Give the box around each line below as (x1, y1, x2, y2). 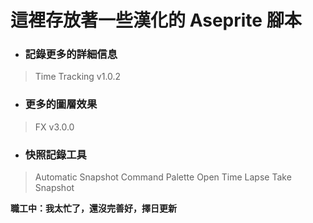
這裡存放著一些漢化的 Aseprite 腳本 (10, 9, 302, 32)
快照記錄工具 (24, 147, 87, 161)
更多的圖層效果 (24, 97, 98, 111)
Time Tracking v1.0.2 (34, 71, 122, 83)
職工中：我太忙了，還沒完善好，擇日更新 (10, 202, 177, 215)
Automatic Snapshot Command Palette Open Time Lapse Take (34, 171, 292, 183)
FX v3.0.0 (34, 121, 75, 133)
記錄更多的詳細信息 (24, 47, 118, 61)
